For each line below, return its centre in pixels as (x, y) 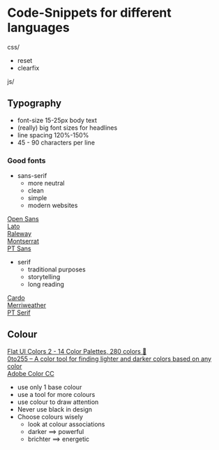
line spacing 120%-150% (53, 135)
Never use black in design (55, 409)
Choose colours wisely (50, 417)
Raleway (20, 234)
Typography (34, 104)
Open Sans (23, 219)
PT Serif (19, 313)
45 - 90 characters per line (56, 142)
